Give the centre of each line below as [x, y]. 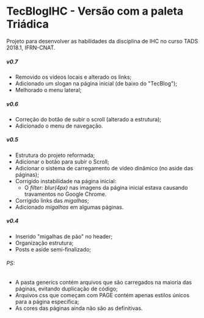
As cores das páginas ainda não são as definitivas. [79, 308]
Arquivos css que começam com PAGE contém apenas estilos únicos [102, 295]
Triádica [27, 24]
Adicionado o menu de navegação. [59, 126]
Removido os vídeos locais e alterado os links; [73, 77]
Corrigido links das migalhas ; [52, 200]
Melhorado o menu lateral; [48, 90]
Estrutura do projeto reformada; [55, 155]
